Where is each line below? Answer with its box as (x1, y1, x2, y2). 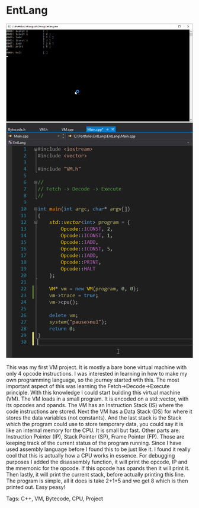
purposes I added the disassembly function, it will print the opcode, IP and (6, 458, 188, 465)
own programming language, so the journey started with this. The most (6, 376, 179, 383)
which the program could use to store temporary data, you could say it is (6, 420, 184, 427)
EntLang (6, 4, 48, 17)
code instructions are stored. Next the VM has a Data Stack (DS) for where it (6, 408, 192, 415)
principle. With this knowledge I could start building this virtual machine (6, 389, 181, 396)
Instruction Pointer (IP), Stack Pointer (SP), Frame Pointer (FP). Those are (6, 433, 185, 440)
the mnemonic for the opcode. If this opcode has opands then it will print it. (6, 464, 190, 472)
